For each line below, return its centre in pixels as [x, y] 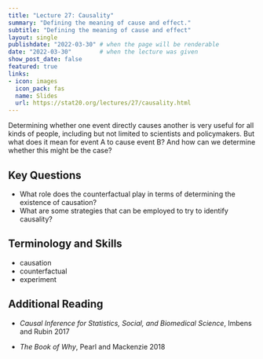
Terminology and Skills [66, 244]
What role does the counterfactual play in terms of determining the [127, 194]
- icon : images [33, 81]
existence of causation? [58, 202]
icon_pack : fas [40, 88]
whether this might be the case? [60, 151]
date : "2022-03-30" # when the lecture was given [103, 52]
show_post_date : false [45, 60]
